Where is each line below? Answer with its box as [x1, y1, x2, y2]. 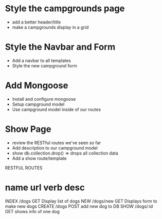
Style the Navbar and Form [5, 42, 116, 53]
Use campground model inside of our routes [12, 106, 101, 112]
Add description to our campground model [12, 145, 98, 151]
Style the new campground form [12, 63, 77, 68]
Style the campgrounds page [5, 3, 125, 14]
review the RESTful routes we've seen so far [12, 140, 101, 146]
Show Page [5, 124, 52, 134]
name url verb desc [5, 182, 85, 193]
